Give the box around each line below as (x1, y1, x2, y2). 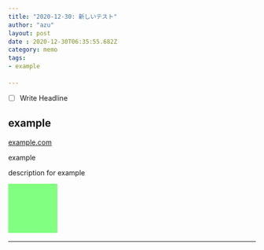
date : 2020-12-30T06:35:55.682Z (8, 38, 118, 46)
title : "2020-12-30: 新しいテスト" (8, 13, 118, 20)
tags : (8, 54, 26, 62)
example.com (8, 138, 53, 147)
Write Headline (19, 93, 68, 102)
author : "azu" (8, 20, 55, 29)
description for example (8, 167, 86, 177)
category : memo (8, 46, 58, 54)
